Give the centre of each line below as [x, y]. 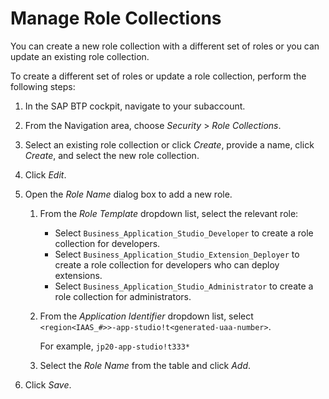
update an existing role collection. [80, 56]
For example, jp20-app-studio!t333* [114, 346]
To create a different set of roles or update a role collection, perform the [158, 76]
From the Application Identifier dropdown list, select [146, 316]
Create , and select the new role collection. [112, 155]
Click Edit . [45, 174]
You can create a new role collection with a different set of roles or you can [165, 46]
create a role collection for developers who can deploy [167, 264]
